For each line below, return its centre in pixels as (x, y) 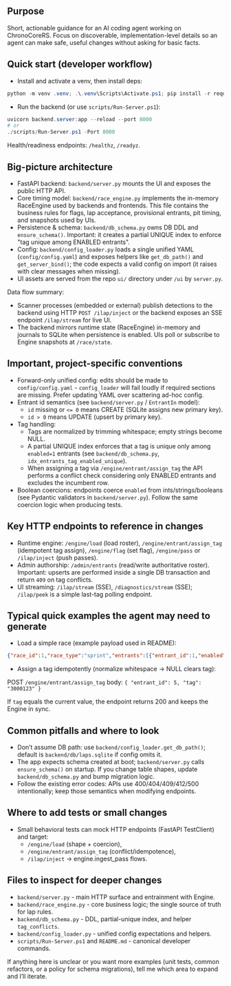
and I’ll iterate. (27, 976)
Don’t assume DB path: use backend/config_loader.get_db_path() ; (111, 748)
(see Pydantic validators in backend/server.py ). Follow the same (107, 497)
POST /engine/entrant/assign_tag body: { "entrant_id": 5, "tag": (104, 682)
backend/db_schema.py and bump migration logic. (86, 777)
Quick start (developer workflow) (80, 64)
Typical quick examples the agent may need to (109, 616)
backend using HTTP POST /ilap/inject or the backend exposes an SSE (120, 312)
